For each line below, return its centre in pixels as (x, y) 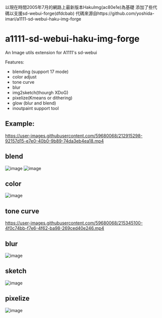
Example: (20, 124)
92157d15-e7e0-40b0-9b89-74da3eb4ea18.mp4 (55, 141)
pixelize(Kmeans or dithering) (42, 98)
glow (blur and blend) (34, 103)
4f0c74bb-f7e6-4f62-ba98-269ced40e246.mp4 (55, 228)
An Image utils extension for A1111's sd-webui (51, 52)
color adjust (24, 77)
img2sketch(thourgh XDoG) (40, 92)
